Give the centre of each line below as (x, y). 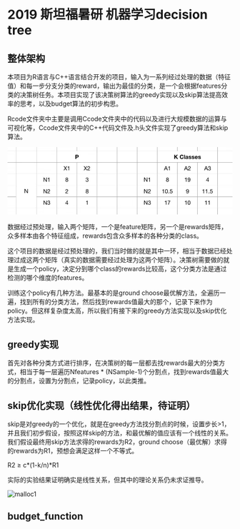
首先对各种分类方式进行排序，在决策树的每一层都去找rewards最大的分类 (113, 363)
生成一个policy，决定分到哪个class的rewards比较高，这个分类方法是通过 (120, 269)
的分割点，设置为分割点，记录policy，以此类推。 (79, 381)
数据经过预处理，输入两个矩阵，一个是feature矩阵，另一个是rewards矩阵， (117, 227)
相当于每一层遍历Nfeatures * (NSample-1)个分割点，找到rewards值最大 (124, 372)
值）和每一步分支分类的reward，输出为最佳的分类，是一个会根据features (114, 86)
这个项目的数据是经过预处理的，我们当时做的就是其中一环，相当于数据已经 (117, 251)
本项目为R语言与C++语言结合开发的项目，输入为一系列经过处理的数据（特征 (119, 77)
